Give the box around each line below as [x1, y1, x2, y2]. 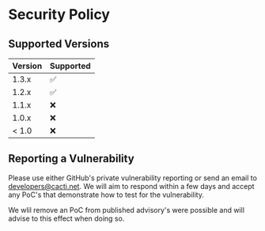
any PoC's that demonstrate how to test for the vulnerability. [8, 190, 204, 199]
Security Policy [8, 6, 111, 24]
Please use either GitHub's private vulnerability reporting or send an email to [8, 172, 257, 183]
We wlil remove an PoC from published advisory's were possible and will [8, 205, 245, 214]
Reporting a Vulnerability [8, 152, 134, 165]
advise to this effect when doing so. [8, 214, 125, 223]
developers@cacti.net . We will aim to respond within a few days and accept [8, 181, 255, 191]
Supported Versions [8, 37, 109, 51]
